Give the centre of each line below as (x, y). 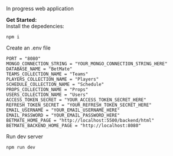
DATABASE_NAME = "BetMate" (39, 69)
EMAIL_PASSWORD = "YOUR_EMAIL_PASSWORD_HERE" (63, 115)
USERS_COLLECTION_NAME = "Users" (47, 95)
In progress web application (40, 9)
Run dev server (25, 137)
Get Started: (22, 20)
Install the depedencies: (35, 26)
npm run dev (21, 147)
